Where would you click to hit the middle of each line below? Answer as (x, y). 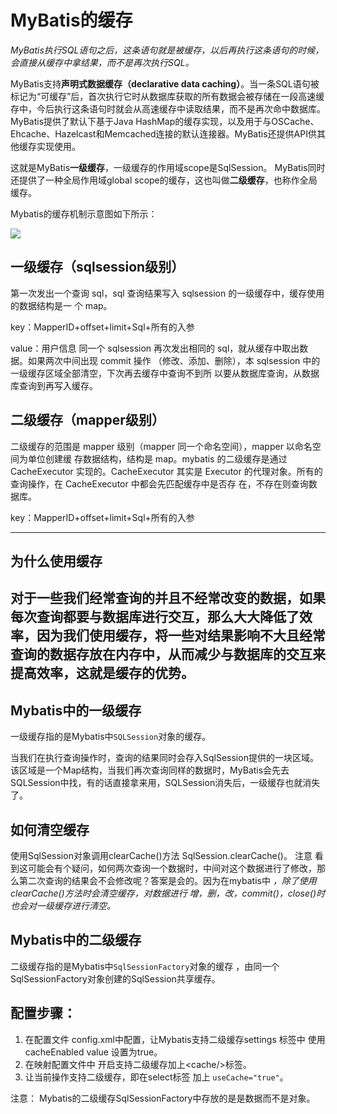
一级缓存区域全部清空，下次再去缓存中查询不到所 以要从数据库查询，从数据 (165, 373)
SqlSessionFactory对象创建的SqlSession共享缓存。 (115, 978)
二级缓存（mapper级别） (87, 420)
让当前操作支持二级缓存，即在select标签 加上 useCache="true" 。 (156, 1077)
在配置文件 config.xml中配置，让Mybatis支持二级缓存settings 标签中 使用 (175, 1039)
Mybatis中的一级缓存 (76, 710)
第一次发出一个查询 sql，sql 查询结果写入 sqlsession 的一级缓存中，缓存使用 (167, 293)
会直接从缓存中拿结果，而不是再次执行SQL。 (102, 62)
